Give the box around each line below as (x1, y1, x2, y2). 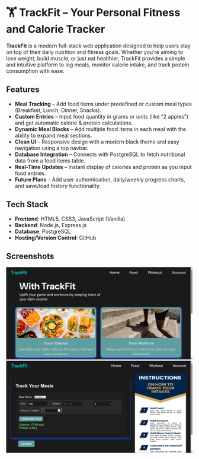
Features (6, 85, 40, 95)
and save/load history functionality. (14, 182, 101, 189)
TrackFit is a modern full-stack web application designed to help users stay (6, 42, 191, 49)
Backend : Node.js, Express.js (14, 221, 87, 228)
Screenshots (6, 251, 54, 261)
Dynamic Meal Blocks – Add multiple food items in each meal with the (14, 125, 187, 132)
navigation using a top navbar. (14, 144, 89, 151)
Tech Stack (6, 199, 49, 209)
